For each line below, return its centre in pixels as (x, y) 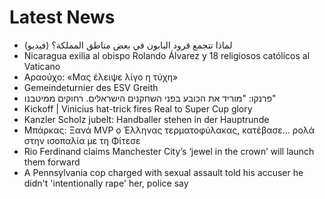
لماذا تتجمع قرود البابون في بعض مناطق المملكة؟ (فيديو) (128, 45)
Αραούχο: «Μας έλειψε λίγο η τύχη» (101, 77)
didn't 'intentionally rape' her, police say (106, 183)
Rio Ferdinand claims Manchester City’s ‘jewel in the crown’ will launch (169, 151)
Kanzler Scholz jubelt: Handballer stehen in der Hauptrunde (146, 119)
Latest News (62, 17)
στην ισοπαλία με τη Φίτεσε (82, 140)
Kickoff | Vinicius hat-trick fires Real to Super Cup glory (138, 108)
